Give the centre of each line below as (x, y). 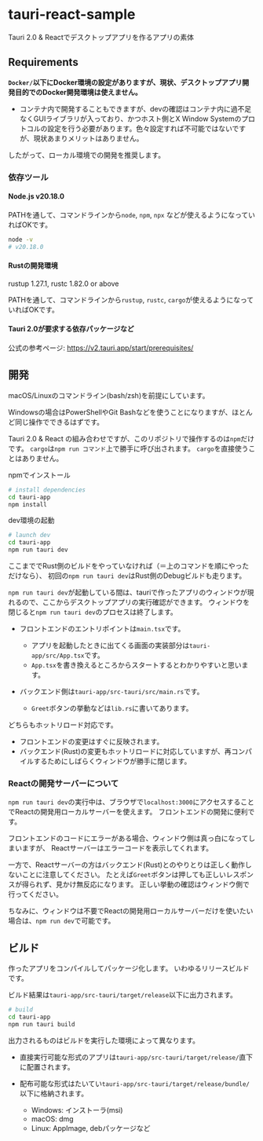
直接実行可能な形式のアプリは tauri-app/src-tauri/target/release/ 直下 (136, 1057)
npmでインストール (39, 475)
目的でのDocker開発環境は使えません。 (79, 92)
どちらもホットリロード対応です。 (63, 725)
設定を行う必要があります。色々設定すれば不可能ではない (139, 128)
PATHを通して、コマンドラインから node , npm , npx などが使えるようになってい (132, 214)
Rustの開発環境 (33, 265)
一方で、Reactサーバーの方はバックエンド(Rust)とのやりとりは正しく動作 (127, 865)
